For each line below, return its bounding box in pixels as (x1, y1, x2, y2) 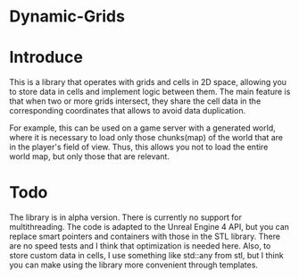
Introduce (9, 47, 83, 68)
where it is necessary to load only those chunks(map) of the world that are (9, 132, 284, 143)
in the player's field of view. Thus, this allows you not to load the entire (9, 141, 269, 153)
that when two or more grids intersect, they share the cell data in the (9, 96, 262, 106)
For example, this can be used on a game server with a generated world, (9, 123, 276, 133)
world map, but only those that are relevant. (9, 151, 170, 162)
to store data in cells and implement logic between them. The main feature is (9, 87, 291, 97)
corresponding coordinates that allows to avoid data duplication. (9, 106, 246, 116)
